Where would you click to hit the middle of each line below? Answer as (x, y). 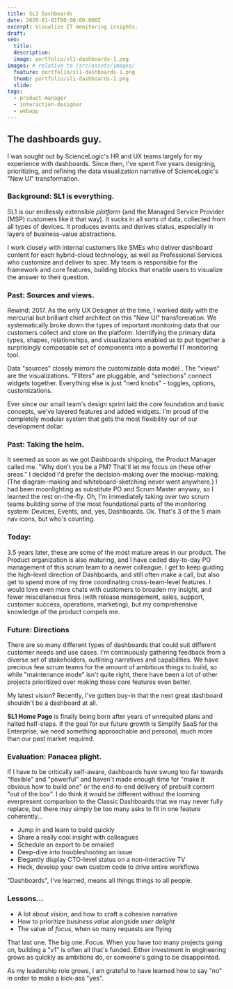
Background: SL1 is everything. (61, 196)
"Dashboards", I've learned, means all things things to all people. (100, 881)
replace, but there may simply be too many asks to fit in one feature (104, 809)
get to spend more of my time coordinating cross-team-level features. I (109, 582)
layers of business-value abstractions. (62, 234)
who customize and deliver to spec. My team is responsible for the (103, 262)
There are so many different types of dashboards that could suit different (112, 645)
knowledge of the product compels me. (64, 611)
